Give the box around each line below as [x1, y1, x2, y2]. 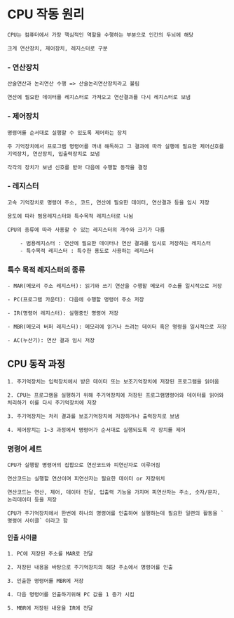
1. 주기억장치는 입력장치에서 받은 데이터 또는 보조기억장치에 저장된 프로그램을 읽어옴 [7, 378, 219, 385]
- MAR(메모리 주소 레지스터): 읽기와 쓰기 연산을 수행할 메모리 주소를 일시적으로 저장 [7, 282, 222, 290]
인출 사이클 [7, 533, 37, 541]
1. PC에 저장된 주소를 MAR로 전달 [7, 551, 93, 558]
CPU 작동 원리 [7, 6, 85, 22]
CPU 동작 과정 [7, 357, 65, 369]
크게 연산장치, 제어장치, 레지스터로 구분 [7, 45, 108, 52]
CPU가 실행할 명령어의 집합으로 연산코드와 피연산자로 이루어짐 [7, 461, 160, 469]
